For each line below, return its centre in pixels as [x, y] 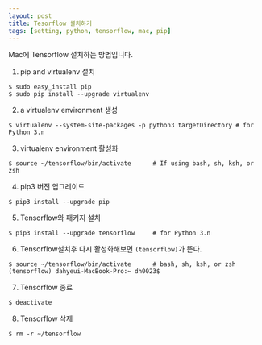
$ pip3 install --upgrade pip [59, 202]
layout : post [30, 16]
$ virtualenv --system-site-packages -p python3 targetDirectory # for [131, 126]
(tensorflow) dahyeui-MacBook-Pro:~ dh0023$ [84, 272]
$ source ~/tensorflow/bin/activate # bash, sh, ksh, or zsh [122, 264]
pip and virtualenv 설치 [57, 72]
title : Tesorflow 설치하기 [50, 23]
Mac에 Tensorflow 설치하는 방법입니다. [71, 55]
